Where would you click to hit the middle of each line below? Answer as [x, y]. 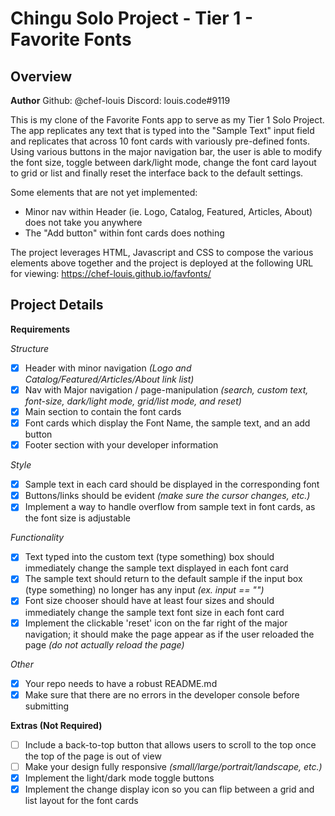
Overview [41, 76]
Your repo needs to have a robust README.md [121, 683]
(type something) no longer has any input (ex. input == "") [144, 590]
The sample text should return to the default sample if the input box [163, 579]
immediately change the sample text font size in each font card [154, 612]
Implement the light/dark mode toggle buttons [119, 778]
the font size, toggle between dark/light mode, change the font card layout [163, 162]
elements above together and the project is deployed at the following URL [162, 263]
